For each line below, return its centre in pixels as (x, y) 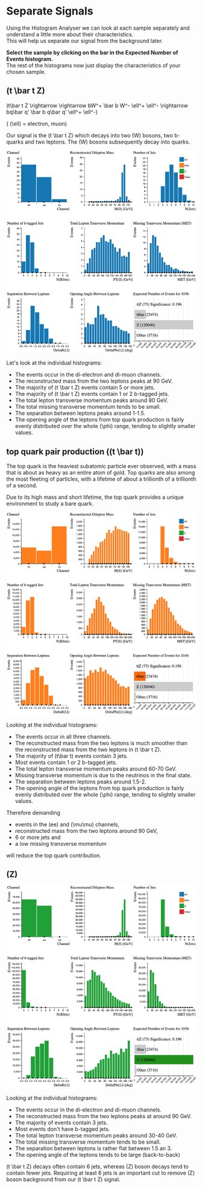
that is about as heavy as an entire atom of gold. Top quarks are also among (101, 473)
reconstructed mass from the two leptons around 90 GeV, (86, 831)
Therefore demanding (33, 812)
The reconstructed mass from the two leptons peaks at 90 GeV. (94, 381)
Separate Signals (50, 11)
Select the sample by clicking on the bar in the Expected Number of (92, 52)
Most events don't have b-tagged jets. (62, 1129)
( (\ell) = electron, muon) (37, 124)
